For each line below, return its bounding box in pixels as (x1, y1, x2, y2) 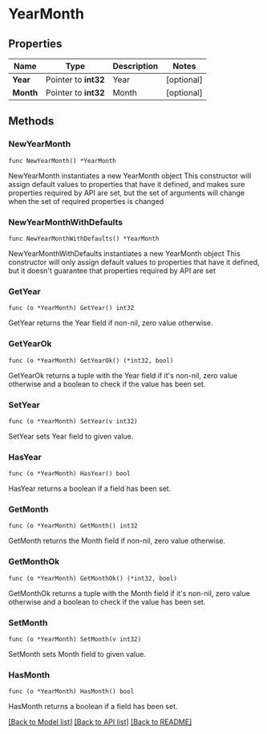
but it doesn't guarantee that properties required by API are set (8, 266, 216, 275)
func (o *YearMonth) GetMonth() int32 (8, 522, 138, 530)
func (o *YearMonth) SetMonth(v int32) (8, 635, 142, 643)
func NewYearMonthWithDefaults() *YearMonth (8, 234, 160, 243)
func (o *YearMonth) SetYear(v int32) (8, 417, 138, 426)
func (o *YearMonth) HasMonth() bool (8, 687, 135, 695)
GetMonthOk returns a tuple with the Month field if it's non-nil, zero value (8, 588, 250, 598)
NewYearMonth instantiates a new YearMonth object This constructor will (8, 170, 252, 181)
